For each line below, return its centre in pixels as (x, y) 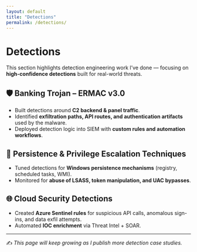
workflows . (28, 135)
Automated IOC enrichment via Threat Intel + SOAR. (78, 225)
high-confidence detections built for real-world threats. (74, 74)
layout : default (26, 11)
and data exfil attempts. (53, 219)
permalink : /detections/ (36, 22)
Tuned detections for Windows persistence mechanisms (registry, (96, 167)
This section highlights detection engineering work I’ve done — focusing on (97, 68)
